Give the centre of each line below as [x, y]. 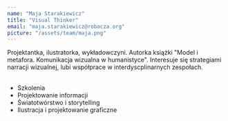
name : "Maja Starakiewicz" [46, 13]
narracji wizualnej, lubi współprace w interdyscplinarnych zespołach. [105, 67]
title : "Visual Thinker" [43, 20]
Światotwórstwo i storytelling [58, 103]
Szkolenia [31, 88]
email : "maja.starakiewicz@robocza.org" [66, 26]
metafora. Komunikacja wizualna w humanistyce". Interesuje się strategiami [114, 60]
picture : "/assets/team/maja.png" [57, 33]
